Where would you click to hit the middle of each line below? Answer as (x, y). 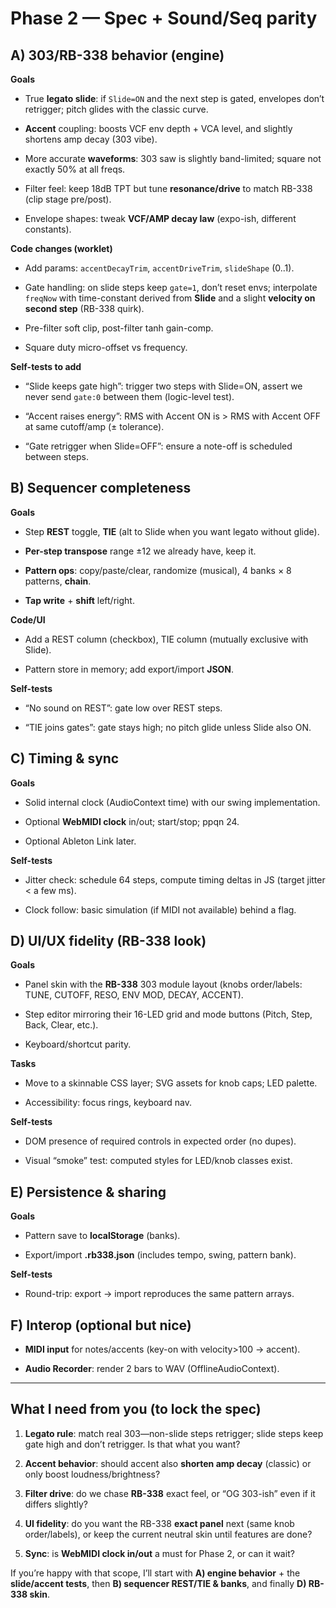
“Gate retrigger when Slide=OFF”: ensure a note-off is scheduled (158, 446)
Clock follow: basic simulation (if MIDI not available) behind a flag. (160, 909)
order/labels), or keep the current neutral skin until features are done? (168, 1534)
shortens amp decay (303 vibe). (91, 139)
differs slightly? (56, 1504)
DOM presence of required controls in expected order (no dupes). (160, 1141)
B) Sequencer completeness (101, 488)
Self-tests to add (46, 366)
